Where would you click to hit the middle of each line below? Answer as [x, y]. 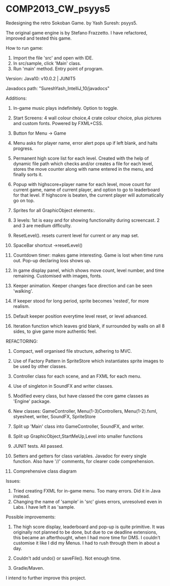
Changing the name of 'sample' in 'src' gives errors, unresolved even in [88, 502]
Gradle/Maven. [29, 568]
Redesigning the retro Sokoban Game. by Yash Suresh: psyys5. [72, 23]
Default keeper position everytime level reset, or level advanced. [80, 316]
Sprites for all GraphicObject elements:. [54, 210]
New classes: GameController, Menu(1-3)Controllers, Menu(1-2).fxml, [85, 411]
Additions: [16, 98]
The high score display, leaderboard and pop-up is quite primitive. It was [89, 527]
